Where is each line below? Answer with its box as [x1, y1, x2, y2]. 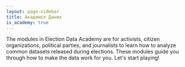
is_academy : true [6, 19, 49, 25]
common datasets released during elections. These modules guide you [6, 48, 179, 55]
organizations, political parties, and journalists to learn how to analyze [6, 42, 176, 49]
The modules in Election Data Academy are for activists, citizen [6, 36, 160, 43]
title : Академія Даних [6, 14, 62, 20]
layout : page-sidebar [6, 8, 60, 15]
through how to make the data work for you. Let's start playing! [6, 54, 160, 62]
